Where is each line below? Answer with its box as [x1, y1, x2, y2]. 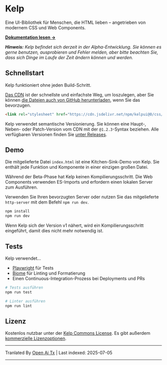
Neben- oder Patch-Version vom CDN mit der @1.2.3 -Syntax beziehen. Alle [5, 126, 159, 132]
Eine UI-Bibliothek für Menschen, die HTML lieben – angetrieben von [5, 19, 146, 25]
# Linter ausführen [5, 298, 46, 303]
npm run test [5, 290, 32, 294]
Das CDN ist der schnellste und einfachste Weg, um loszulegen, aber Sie [5, 91, 154, 97]
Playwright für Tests [12, 265, 54, 271]
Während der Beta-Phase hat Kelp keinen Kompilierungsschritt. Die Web [5, 174, 153, 180]
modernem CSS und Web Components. [5, 24, 86, 30]
